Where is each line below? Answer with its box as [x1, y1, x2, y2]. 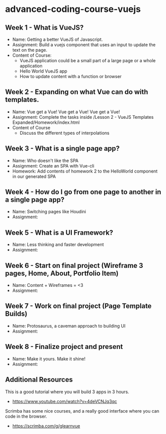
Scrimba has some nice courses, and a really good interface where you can [5, 408, 160, 414]
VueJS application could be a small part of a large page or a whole [19, 58, 156, 63]
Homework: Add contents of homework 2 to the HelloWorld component [12, 168, 158, 174]
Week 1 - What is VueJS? [5, 23, 84, 32]
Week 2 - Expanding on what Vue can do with [5, 88, 148, 96]
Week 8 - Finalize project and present [5, 343, 123, 351]
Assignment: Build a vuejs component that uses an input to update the [12, 42, 156, 48]
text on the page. [12, 47, 48, 53]
